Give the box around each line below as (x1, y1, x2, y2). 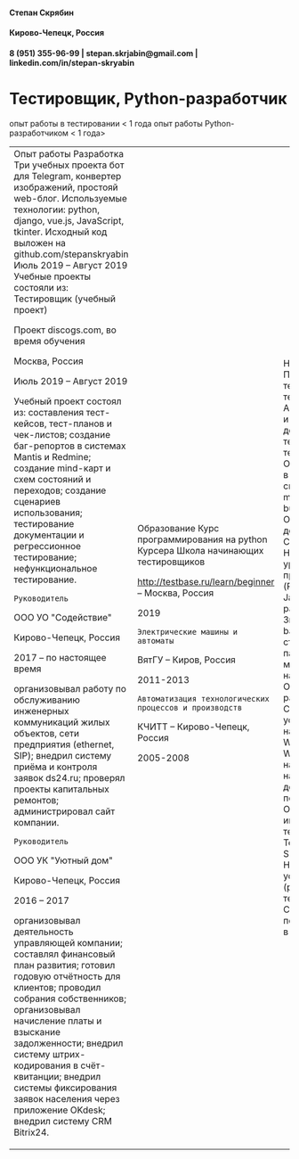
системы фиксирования (13, 1081, 117, 1094)
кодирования (13, 1059, 71, 1072)
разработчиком (9, 127, 69, 138)
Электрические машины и (137, 627, 238, 637)
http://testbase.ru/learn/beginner (137, 575, 275, 588)
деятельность (13, 925, 74, 938)
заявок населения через (13, 1092, 120, 1105)
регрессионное (13, 539, 82, 552)
